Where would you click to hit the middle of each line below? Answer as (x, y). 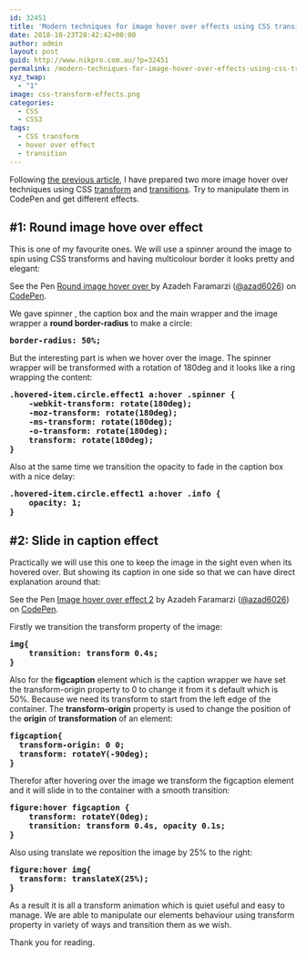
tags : (20, 129)
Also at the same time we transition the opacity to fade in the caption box (147, 467)
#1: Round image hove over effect (106, 227)
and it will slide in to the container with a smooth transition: (120, 790)
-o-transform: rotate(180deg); (98, 431)
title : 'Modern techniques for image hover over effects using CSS (140, 26)
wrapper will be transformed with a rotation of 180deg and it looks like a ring (153, 368)
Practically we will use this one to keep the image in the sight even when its (151, 562)
